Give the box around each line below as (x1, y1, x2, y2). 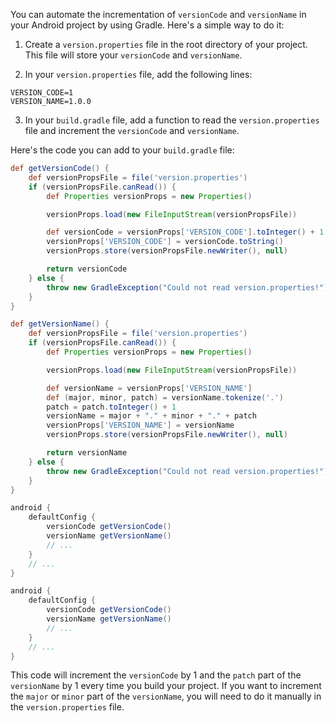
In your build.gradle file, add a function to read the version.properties (24, 114, 320, 126)
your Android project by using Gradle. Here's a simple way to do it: (10, 19, 285, 31)
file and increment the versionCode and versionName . (24, 125, 240, 136)
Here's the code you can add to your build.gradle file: (10, 144, 235, 156)
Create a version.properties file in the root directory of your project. (24, 39, 308, 50)
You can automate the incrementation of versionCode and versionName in (10, 9, 307, 20)
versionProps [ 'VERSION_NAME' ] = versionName (46, 420, 235, 431)
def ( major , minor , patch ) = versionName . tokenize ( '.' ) (46, 392, 284, 403)
